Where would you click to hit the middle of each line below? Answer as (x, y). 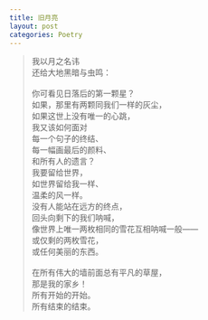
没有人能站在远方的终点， (79, 207)
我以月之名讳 (55, 61)
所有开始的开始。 (63, 296)
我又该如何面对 (59, 127)
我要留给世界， (59, 173)
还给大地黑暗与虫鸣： (71, 72)
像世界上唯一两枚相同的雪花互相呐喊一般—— (115, 229)
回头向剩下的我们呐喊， (75, 218)
